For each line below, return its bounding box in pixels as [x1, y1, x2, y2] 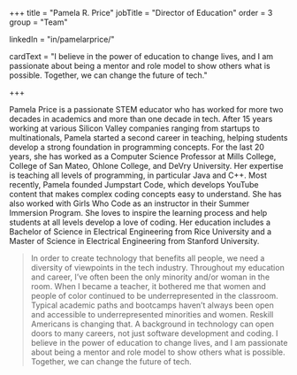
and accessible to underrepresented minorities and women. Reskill [30, 310, 274, 319]
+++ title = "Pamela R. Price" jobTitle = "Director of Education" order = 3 [9, 8, 273, 18]
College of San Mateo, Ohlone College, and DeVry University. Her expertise [9, 161, 284, 171]
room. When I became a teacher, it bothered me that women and [30, 281, 267, 291]
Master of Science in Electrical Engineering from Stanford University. [9, 236, 260, 246]
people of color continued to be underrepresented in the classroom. [30, 291, 278, 301]
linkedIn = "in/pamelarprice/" [9, 34, 115, 44]
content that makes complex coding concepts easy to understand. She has [9, 189, 282, 199]
